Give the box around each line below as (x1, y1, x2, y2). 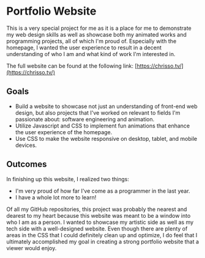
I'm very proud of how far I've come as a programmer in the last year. (15, 187, 191, 195)
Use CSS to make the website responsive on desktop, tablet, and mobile (15, 135, 198, 142)
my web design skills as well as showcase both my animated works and (6, 30, 187, 38)
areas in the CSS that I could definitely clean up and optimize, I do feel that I (6, 231, 198, 238)
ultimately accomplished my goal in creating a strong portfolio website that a (6, 238, 199, 245)
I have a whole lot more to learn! (15, 193, 97, 201)
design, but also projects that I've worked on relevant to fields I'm (15, 109, 181, 116)
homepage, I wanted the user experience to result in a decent (6, 44, 162, 51)
